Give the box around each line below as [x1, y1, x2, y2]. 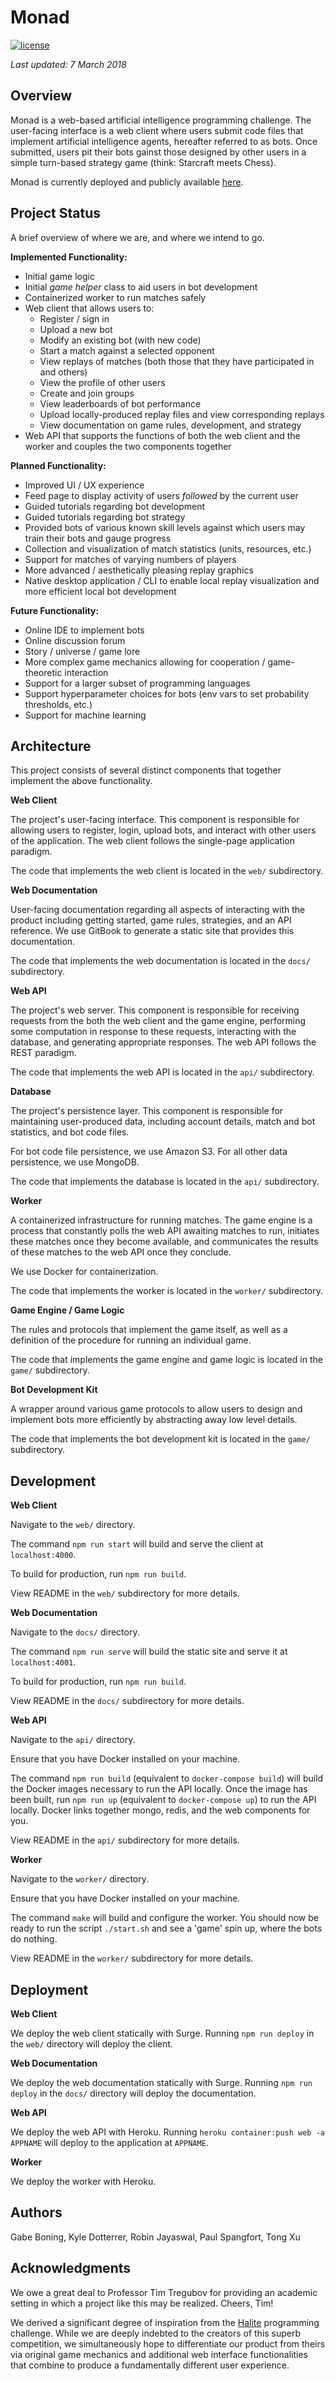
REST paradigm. [10, 1047, 77, 1059]
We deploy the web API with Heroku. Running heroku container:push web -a [10, 2126, 325, 2138]
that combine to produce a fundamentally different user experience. [10, 2359, 290, 2371]
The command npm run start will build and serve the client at [10, 1538, 264, 1550]
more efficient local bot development [24, 585, 177, 597]
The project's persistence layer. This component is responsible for [10, 1105, 284, 1117]
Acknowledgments [10, 2260, 132, 2277]
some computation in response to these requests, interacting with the [10, 1026, 297, 1038]
